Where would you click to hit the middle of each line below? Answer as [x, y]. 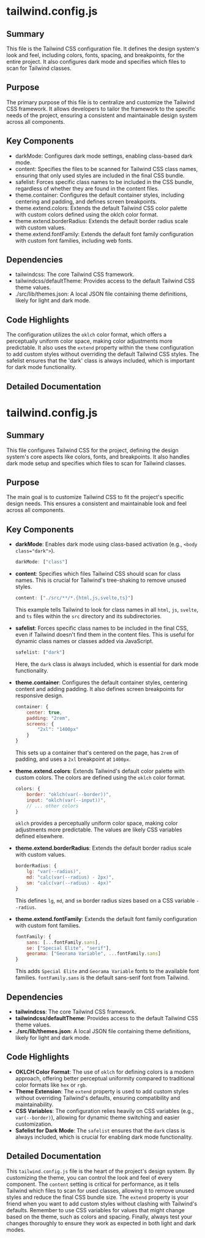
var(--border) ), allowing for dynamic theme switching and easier [97, 1117]
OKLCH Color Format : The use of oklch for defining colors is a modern [104, 1072]
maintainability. [34, 1104]
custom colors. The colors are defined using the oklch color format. [100, 778]
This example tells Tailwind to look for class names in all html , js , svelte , [107, 610]
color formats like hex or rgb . [51, 1085]
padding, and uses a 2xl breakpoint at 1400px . [73, 759]
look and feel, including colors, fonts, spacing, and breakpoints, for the [95, 55]
